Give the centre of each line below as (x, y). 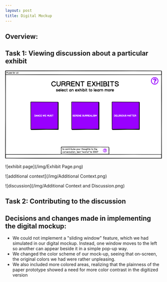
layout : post (19, 10)
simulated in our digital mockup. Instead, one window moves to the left (85, 243)
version (20, 275)
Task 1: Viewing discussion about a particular (77, 53)
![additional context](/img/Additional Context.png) (56, 176)
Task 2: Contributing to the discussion (66, 201)
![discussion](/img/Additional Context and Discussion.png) (65, 186)
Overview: (22, 37)
